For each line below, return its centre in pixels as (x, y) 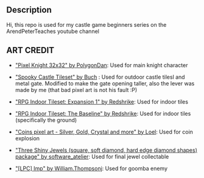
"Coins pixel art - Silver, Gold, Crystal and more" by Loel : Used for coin (104, 132)
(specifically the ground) (46, 120)
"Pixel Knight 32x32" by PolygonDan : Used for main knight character (101, 65)
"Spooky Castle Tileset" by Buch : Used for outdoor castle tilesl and (100, 77)
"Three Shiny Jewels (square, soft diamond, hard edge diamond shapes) (106, 150)
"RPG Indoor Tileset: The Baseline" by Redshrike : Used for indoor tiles (103, 113)
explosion (27, 138)
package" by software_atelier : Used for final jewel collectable (92, 156)
